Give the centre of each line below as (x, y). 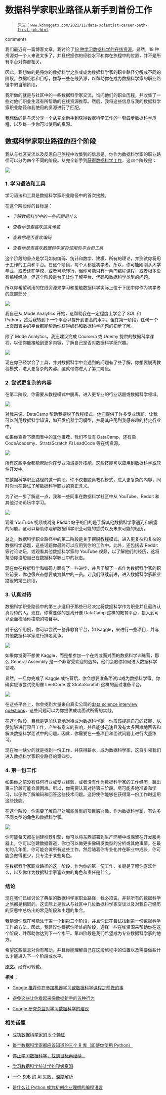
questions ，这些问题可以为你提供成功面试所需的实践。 (61, 710)
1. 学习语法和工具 (25, 184)
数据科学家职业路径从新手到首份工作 (79, 10)
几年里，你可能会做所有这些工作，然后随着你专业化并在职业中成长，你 (85, 849)
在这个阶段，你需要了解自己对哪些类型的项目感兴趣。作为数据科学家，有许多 (83, 811)
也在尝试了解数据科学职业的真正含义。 (53, 486)
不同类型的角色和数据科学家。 (35, 817)
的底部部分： (18, 294)
